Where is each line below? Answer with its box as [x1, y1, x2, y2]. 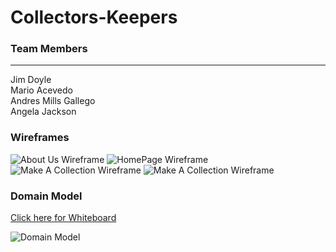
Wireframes [10, 131, 70, 145]
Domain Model [10, 189, 83, 203]
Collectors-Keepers [10, 6, 178, 29]
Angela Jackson [10, 106, 77, 118]
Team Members [10, 42, 88, 56]
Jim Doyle [10, 74, 52, 86]
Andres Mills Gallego [10, 95, 96, 107]
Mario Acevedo [10, 84, 73, 96]
